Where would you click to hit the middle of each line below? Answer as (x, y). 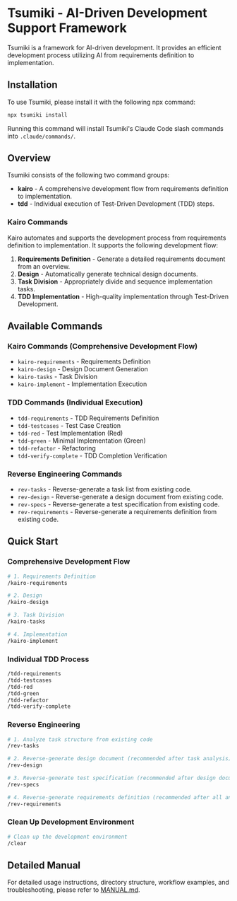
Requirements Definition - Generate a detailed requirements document (121, 259)
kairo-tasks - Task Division (57, 377)
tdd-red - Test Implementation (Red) (70, 433)
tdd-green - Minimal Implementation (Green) (81, 441)
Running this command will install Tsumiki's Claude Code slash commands (115, 128)
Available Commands (55, 326)
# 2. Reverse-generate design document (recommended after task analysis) (120, 759)
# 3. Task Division (36, 615)
